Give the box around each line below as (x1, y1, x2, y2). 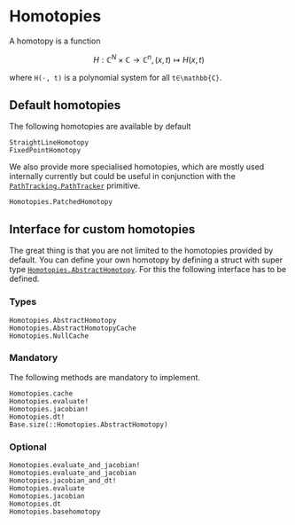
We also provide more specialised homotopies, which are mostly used (9, 161, 265, 172)
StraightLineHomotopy (9, 138, 89, 147)
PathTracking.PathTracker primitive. (9, 180, 141, 192)
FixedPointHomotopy (9, 146, 82, 155)
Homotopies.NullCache (9, 331, 89, 341)
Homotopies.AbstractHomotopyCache (9, 324, 137, 333)
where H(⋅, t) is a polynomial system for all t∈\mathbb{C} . (9, 72, 222, 82)
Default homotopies (9, 98, 121, 113)
